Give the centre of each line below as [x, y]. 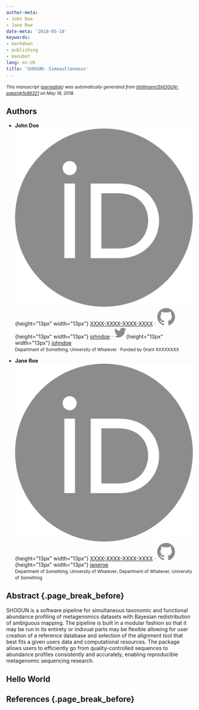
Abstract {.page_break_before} [65, 596]
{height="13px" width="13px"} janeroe [61, 565]
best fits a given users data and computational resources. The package [93, 642]
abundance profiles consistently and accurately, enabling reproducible [92, 654]
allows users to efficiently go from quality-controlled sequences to [87, 648]
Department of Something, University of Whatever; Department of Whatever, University [103, 571]
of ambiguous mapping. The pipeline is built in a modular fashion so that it [97, 623]
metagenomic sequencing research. [50, 660]
